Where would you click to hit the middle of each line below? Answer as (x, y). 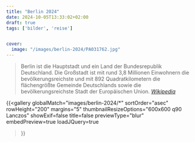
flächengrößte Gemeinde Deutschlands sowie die (81, 85)
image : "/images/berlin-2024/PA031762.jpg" (66, 50)
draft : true (21, 22)
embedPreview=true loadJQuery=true (52, 122)
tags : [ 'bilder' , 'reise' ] (39, 28)
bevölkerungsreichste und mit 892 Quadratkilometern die (90, 79)
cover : (14, 44)
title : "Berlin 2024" (33, 12)
